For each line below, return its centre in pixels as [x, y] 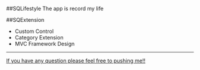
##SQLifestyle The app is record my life [55, 9]
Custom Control [34, 31]
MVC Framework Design [45, 44]
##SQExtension [25, 20]
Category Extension [39, 37]
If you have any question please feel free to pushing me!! [76, 61]
